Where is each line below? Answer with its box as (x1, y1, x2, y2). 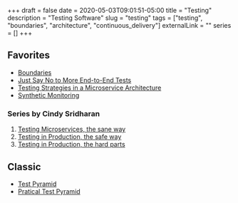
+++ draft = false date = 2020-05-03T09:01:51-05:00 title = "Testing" (7, 6, 212, 14)
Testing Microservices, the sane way (17, 125, 126, 134)
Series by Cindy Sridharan (7, 108, 100, 118)
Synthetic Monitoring (17, 90, 80, 99)
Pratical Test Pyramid (17, 187, 81, 195)
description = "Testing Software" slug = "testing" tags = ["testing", (7, 14, 203, 22)
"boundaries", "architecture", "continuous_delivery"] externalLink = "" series (7, 21, 232, 29)
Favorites (7, 49, 50, 61)
